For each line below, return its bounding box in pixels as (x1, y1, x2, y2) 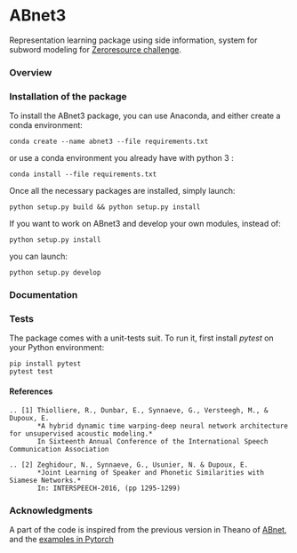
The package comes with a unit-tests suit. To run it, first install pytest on (9, 333, 274, 343)
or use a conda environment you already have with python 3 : (9, 153, 234, 164)
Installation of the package (9, 90, 127, 102)
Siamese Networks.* (9, 476, 82, 485)
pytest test (9, 367, 53, 376)
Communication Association (9, 445, 109, 453)
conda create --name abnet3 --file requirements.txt (9, 137, 209, 147)
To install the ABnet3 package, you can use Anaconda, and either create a (9, 110, 281, 121)
